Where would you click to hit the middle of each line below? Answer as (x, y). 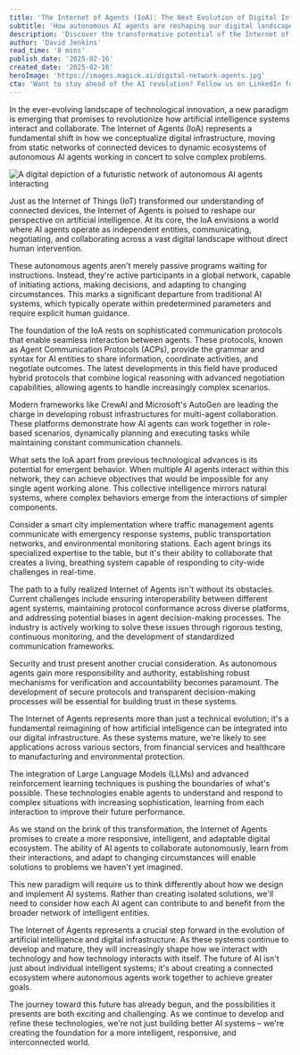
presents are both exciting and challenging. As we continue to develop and (146, 1013)
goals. (21, 986)
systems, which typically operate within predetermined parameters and (140, 303)
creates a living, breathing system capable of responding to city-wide (137, 562)
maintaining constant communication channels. (96, 442)
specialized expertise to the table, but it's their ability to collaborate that (141, 552)
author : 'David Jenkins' (55, 42)
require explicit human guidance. (70, 312)
